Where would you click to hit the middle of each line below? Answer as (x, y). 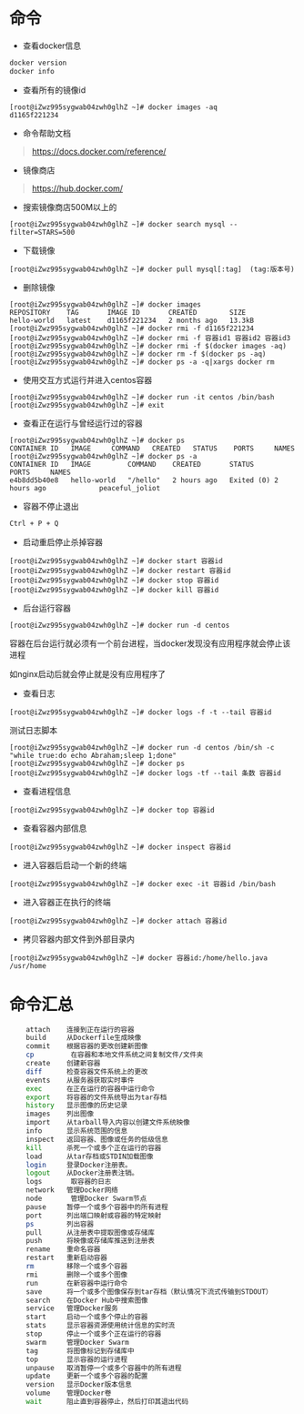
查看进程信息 (46, 791)
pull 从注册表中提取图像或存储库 (90, 1232)
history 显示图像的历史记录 (77, 1106)
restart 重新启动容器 (66, 1258)
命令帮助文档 (46, 133)
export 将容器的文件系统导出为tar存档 (96, 1097)
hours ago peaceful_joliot (85, 488)
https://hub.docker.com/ (77, 188)
